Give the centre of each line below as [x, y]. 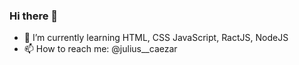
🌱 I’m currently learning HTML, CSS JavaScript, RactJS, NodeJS [156, 38]
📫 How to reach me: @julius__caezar [100, 49]
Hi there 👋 [34, 16]
